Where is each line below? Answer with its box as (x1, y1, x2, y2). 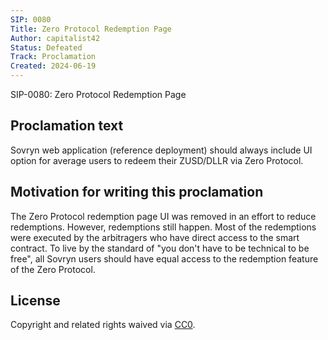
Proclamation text (10, 117, 124, 135)
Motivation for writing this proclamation (10, 184, 264, 201)
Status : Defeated (10, 42, 83, 53)
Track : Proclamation (10, 52, 97, 62)
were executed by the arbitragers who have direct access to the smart (10, 231, 300, 243)
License (10, 292, 61, 310)
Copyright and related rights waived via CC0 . (10, 319, 196, 331)
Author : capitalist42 (10, 33, 101, 43)
